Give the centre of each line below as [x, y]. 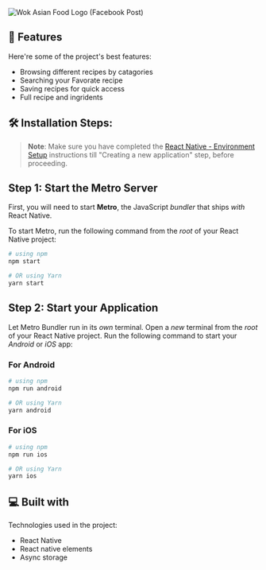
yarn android [30, 410]
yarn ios [23, 476]
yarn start [26, 283]
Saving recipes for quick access [72, 88]
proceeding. [47, 163]
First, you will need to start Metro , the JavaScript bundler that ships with [127, 207]
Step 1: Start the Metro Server [83, 188]
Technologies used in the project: [63, 525]
